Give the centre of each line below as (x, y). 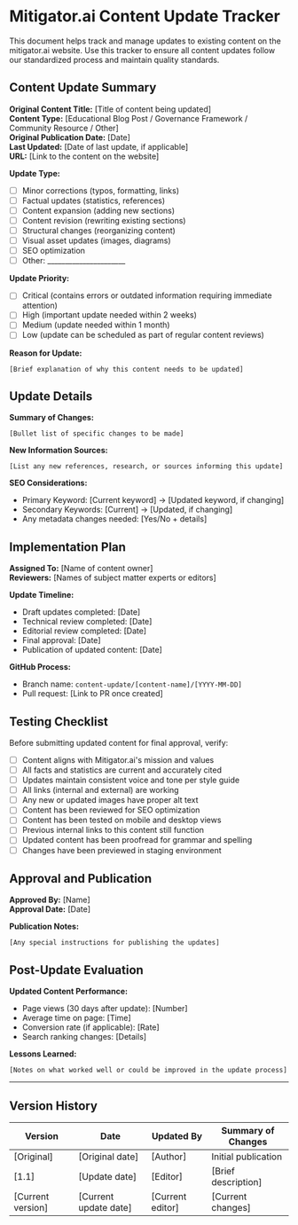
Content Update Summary (83, 87)
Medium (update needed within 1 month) (96, 325)
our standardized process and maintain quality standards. (114, 59)
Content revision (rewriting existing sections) (104, 220)
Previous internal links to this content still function (113, 830)
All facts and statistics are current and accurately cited (122, 770)
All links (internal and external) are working (100, 790)
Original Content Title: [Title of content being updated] (110, 109)
